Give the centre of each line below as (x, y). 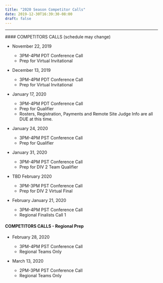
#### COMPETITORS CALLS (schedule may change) (58, 37)
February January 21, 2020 (39, 200)
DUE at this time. (36, 119)
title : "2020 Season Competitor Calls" (45, 9)
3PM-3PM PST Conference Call (51, 186)
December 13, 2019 (31, 70)
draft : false (18, 18)
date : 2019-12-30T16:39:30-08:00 (39, 14)
